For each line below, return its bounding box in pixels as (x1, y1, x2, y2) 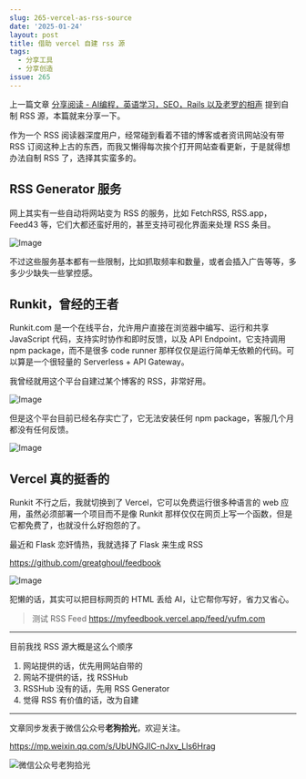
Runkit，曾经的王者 (9, 296, 119, 312)
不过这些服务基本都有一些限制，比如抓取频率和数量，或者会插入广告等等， (9, 256, 289, 267)
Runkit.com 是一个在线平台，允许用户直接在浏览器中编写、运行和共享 (9, 323, 270, 333)
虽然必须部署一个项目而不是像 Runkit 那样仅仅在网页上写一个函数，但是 (25, 508, 293, 519)
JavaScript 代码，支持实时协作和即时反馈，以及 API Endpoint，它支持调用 (9, 333, 286, 344)
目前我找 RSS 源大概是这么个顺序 (9, 641, 134, 652)
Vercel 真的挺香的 (9, 471, 110, 487)
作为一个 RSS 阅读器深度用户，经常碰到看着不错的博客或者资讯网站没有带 (9, 129, 285, 140)
